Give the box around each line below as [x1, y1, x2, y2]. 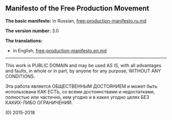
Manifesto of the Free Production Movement [5, 4, 149, 13]
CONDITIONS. [5, 73, 35, 79]
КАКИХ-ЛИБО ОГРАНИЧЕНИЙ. [5, 99, 73, 106]
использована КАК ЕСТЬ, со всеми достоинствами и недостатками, [5, 88, 155, 94]
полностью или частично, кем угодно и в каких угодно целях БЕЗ [5, 94, 149, 100]
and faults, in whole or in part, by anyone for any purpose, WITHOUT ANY [5, 68, 161, 74]
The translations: [5, 37, 42, 44]
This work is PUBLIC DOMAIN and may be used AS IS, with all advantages [5, 62, 162, 68]
